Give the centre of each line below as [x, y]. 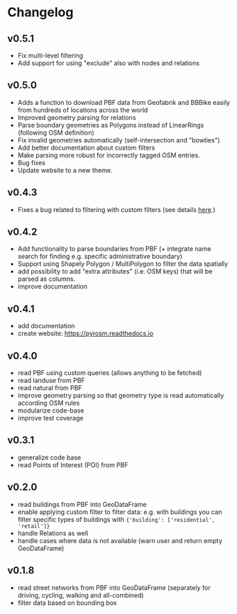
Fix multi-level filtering [50, 55]
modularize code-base [51, 411]
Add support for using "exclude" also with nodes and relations [109, 63]
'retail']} [34, 526]
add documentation [46, 326]
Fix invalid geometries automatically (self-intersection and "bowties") [119, 140]
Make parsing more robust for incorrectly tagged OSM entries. [109, 155]
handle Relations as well [53, 533]
